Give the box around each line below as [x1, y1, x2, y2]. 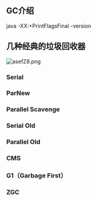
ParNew [6, 89, 30, 97]
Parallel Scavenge [6, 105, 60, 114]
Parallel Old [6, 138, 41, 147]
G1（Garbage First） [6, 171, 67, 180]
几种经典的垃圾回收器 [6, 41, 86, 51]
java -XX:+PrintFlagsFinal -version [6, 22, 92, 29]
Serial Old [6, 122, 36, 130]
